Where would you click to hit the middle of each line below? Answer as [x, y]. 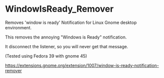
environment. [18, 27]
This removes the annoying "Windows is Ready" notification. [66, 37]
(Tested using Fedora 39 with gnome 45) [46, 56]
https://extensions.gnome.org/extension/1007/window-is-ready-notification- [82, 65]
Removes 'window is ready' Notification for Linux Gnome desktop [71, 22]
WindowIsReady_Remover [59, 9]
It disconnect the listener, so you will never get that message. [67, 46]
